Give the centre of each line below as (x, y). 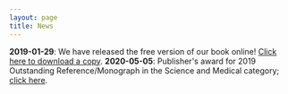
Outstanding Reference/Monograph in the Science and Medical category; (144, 70)
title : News (31, 26)
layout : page (34, 17)
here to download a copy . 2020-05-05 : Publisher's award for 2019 (133, 61)
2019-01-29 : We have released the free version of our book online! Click (143, 51)
